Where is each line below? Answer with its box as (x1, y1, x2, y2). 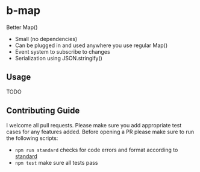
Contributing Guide (6, 106, 80, 116)
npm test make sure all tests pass (14, 159, 98, 166)
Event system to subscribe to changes (14, 48, 110, 55)
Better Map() (6, 24, 38, 31)
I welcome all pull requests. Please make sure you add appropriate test (6, 121, 182, 129)
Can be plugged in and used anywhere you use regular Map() (14, 42, 168, 49)
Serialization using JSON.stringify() (14, 54, 102, 62)
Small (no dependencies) (14, 35, 78, 42)
